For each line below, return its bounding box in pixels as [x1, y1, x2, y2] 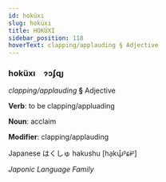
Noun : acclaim [8, 117, 57, 126]
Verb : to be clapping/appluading [8, 101, 116, 111]
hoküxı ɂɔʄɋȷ [8, 68, 64, 79]
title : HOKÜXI [8, 26, 56, 34]
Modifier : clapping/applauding [8, 133, 109, 142]
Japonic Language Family [8, 164, 94, 174]
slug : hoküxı [8, 19, 52, 27]
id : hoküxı [8, 11, 45, 20]
